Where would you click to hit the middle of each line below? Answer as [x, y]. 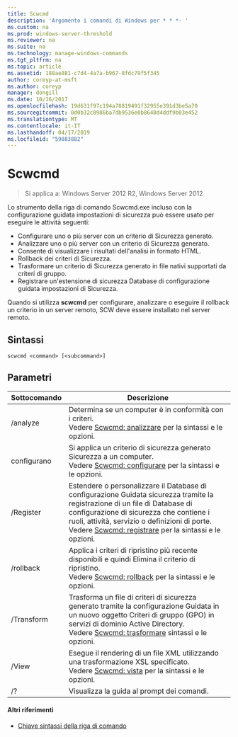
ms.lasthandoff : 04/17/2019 [49, 132]
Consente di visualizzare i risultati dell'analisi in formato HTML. [109, 251]
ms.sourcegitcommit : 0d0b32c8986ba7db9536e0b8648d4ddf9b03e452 [103, 113]
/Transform [29, 619]
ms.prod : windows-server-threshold [60, 34]
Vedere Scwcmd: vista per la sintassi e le [136, 670]
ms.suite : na [27, 47]
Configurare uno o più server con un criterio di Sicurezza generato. [115, 236]
